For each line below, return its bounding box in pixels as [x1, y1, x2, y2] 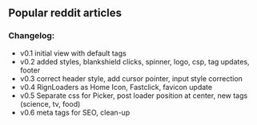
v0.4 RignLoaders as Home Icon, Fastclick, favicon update [19, 82, 213, 92]
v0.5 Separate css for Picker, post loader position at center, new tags [19, 91, 248, 100]
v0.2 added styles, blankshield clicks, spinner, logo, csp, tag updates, [19, 57, 250, 66]
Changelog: [8, 30, 55, 41]
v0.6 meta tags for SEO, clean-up [19, 107, 131, 117]
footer [19, 65, 41, 75]
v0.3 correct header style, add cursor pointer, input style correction [19, 73, 243, 83]
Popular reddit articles [8, 6, 122, 20]
